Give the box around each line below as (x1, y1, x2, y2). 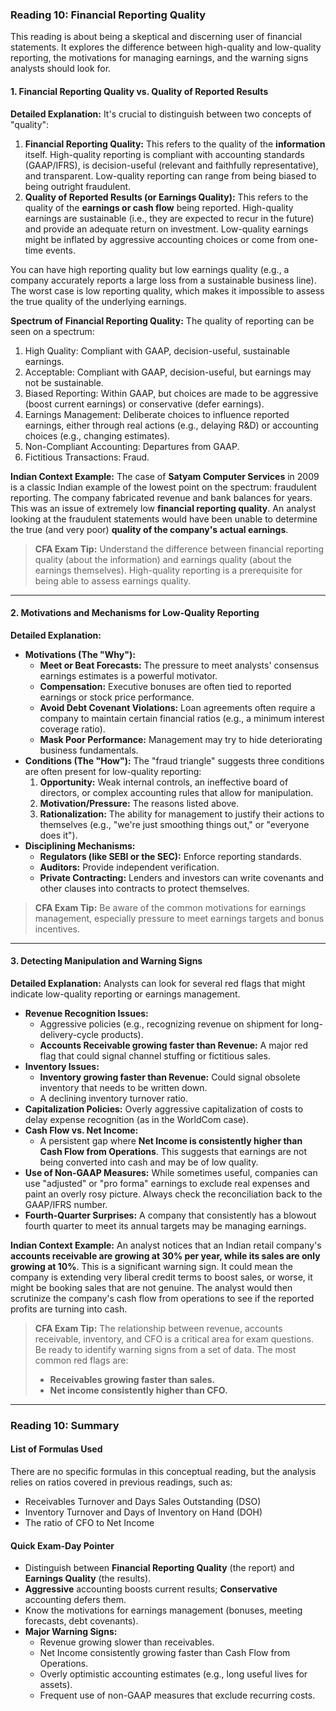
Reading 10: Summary (10, 1418, 120, 1432)
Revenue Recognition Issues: (24, 1007, 149, 1019)
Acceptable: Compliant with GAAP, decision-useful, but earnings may (24, 366, 312, 378)
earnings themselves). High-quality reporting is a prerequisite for (34, 564, 303, 576)
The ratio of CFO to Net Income (24, 1517, 155, 1529)
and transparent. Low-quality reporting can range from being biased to (24, 169, 317, 182)
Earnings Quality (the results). (24, 1573, 152, 1585)
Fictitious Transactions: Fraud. (24, 451, 150, 463)
